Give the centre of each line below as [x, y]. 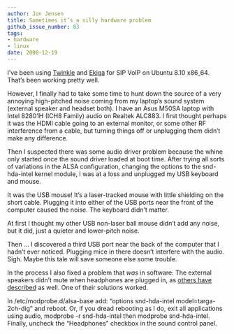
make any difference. [38, 138]
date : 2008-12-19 [32, 53]
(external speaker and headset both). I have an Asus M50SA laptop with [111, 108]
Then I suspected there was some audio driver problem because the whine [115, 152]
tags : [15, 33]
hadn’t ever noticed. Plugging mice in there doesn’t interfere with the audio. [116, 252]
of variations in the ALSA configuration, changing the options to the [104, 166]
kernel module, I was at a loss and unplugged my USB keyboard [126, 174]
